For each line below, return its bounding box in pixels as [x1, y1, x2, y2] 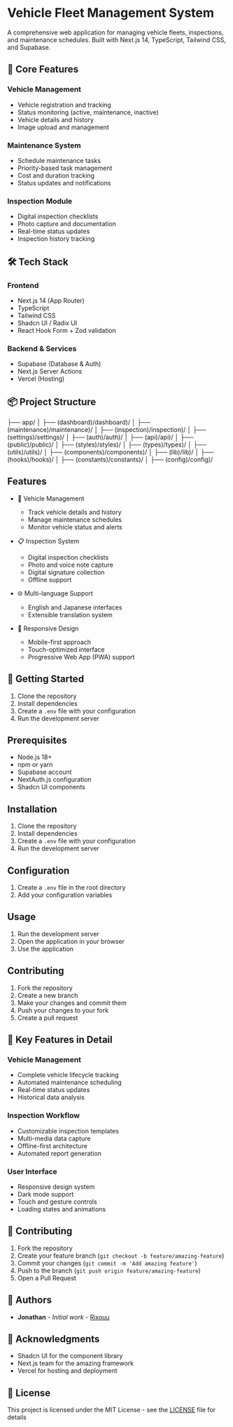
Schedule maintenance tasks [17, 156, 101, 164]
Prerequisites [7, 735, 67, 747]
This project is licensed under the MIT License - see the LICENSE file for [7, 1406, 216, 1414]
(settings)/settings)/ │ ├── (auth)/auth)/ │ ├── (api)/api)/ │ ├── [7, 433, 194, 442]
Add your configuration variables [17, 890, 113, 900]
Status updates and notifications [17, 178, 111, 187]
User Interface [7, 1166, 57, 1176]
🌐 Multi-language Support [17, 588, 93, 598]
